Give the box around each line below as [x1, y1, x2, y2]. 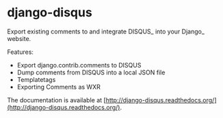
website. [7, 34, 31, 42]
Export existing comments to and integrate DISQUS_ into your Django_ [7, 27, 205, 35]
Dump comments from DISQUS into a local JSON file [16, 68, 166, 76]
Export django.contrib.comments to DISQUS [16, 61, 142, 69]
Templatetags [16, 75, 56, 83]
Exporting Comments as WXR [16, 83, 101, 91]
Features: [7, 48, 34, 56]
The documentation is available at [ [7, 95, 106, 104]
